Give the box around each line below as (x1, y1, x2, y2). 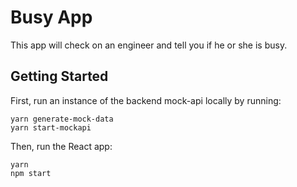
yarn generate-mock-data (10, 114, 114, 124)
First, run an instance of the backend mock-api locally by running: (10, 94, 282, 106)
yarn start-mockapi (10, 122, 92, 133)
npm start (10, 168, 52, 178)
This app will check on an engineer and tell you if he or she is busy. (10, 39, 288, 51)
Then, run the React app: (10, 140, 113, 152)
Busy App (10, 6, 93, 29)
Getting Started (10, 68, 109, 85)
